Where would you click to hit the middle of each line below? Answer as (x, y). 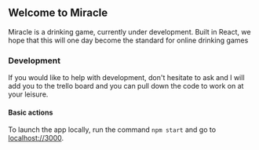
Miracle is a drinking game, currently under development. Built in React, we (129, 31)
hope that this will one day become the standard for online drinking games (128, 40)
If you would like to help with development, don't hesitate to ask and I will (126, 78)
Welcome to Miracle (58, 13)
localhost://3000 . (36, 138)
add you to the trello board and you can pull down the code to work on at (126, 86)
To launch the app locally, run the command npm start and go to (112, 130)
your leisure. (28, 94)
